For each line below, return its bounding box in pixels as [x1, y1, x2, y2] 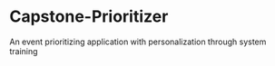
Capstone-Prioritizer [9, 6, 169, 27]
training [9, 45, 38, 56]
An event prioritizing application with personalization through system [9, 36, 267, 47]
